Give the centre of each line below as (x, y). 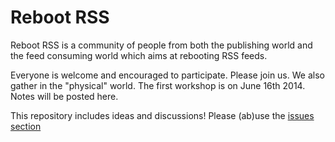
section (26, 126)
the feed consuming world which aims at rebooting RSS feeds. (139, 55)
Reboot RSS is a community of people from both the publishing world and (161, 45)
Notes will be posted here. (64, 96)
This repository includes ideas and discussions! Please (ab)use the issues (162, 115)
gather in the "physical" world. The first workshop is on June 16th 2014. (158, 85)
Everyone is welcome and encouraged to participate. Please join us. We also (167, 75)
